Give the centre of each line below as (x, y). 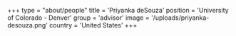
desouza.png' (28, 25)
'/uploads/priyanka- (180, 18)
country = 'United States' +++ (93, 25)
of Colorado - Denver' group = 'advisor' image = (78, 18)
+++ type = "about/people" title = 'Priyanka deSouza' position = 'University (118, 10)
